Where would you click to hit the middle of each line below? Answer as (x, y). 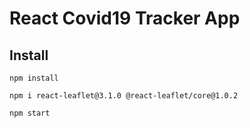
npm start (30, 113)
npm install (34, 78)
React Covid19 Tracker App (125, 18)
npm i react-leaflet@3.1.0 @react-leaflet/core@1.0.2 (124, 96)
